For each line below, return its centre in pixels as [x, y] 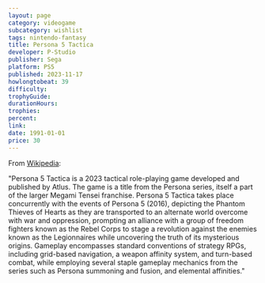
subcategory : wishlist [45, 30]
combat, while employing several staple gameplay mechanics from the [123, 262]
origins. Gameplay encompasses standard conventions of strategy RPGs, [127, 245]
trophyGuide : [30, 96]
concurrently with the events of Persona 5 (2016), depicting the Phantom [127, 203]
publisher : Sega [35, 60]
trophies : [25, 111]
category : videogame [42, 23]
